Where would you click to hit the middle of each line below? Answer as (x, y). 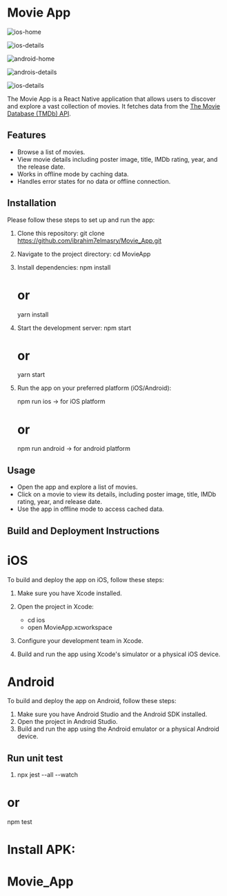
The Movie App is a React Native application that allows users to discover (111, 99)
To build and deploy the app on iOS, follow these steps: (86, 579)
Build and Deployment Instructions (83, 531)
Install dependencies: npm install (64, 267)
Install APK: (41, 850)
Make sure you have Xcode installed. (69, 593)
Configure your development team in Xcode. (80, 640)
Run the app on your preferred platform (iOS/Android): (94, 388)
